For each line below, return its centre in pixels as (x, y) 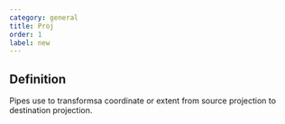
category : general (44, 18)
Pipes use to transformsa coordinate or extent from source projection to (143, 101)
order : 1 (26, 34)
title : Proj (32, 26)
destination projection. (51, 111)
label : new (30, 43)
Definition (37, 79)
